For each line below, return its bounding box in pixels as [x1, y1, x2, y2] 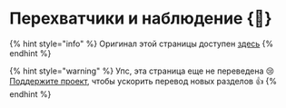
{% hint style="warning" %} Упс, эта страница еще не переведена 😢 [9, 65, 275, 76]
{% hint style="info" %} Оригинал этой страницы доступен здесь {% [9, 38, 274, 49]
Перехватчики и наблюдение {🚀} [9, 8, 272, 29]
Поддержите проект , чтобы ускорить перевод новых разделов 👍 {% [9, 75, 278, 86]
